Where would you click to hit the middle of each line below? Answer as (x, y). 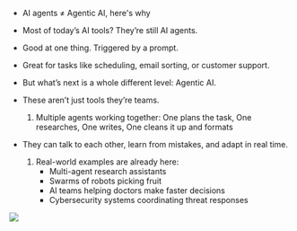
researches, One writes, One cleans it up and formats (134, 127)
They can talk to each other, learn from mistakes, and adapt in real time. (155, 144)
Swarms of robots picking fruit (105, 181)
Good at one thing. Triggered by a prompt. (100, 48)
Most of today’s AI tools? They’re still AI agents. (110, 30)
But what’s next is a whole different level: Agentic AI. (119, 83)
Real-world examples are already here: (107, 162)
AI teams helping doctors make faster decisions (137, 191)
